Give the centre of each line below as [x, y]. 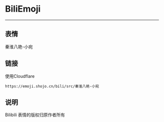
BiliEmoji [23, 9]
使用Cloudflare [20, 76]
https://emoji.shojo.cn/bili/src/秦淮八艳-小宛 [52, 86]
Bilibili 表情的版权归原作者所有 [35, 115]
